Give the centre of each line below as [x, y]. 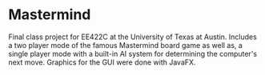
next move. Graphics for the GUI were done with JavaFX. [102, 62]
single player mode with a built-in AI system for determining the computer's [133, 53]
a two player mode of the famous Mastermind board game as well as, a [125, 45]
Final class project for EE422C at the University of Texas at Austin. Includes [133, 37]
